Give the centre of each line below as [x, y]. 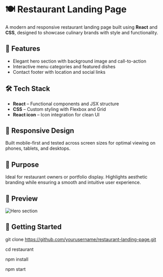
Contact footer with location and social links [59, 72]
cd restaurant [19, 249]
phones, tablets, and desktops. [38, 148]
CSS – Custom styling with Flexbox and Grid [59, 109]
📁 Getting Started [34, 227]
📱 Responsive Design [40, 131]
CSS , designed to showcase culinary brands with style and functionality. [82, 32]
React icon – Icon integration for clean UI [56, 114]
